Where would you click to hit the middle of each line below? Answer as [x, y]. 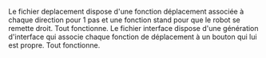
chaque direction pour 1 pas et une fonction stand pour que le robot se [125, 20]
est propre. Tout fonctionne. [54, 45]
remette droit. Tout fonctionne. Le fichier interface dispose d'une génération [133, 28]
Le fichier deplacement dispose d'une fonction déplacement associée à [126, 12]
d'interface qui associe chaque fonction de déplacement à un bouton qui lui [133, 37]
